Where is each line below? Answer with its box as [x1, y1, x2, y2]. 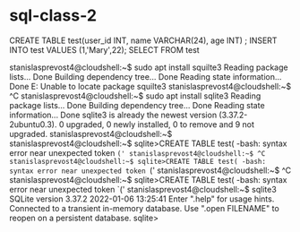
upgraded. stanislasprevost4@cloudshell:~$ [9, 128, 173, 139]
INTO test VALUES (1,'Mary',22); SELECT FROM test [9, 44, 200, 55]
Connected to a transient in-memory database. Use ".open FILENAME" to [9, 202, 279, 213]
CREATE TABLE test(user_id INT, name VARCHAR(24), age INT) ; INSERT [9, 35, 278, 46]
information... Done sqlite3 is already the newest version [9, 109, 218, 120]
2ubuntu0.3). [9, 118, 57, 130]
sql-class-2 [9, 5, 97, 26]
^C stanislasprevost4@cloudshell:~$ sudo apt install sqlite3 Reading [9, 90, 261, 101]
